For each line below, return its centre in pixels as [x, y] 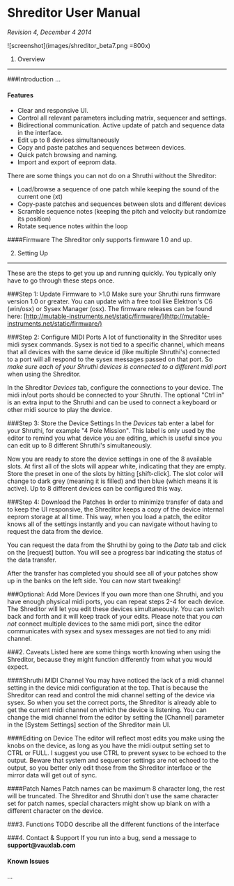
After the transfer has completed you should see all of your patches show [112, 573]
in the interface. [40, 133]
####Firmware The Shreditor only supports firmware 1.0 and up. [100, 240]
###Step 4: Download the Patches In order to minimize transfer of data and [115, 502]
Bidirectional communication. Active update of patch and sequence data [121, 125]
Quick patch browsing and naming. [68, 155]
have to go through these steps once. [61, 280]
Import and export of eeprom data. [67, 162]
